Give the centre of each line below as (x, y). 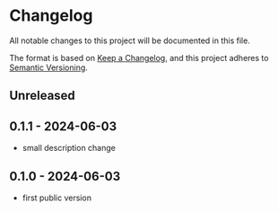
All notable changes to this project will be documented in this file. (130, 40)
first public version (57, 198)
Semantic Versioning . (48, 67)
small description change (69, 148)
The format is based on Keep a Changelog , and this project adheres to (139, 57)
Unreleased (43, 96)
